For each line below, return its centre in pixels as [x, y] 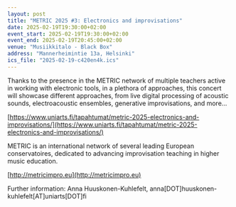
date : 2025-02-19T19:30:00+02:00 [57, 27]
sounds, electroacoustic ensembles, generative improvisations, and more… [117, 103]
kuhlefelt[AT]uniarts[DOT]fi [47, 196]
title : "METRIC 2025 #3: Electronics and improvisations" [95, 21]
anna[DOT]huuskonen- [183, 189]
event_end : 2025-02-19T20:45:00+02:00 [65, 41]
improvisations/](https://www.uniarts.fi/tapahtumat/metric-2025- [102, 124]
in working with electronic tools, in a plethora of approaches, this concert [114, 88]
